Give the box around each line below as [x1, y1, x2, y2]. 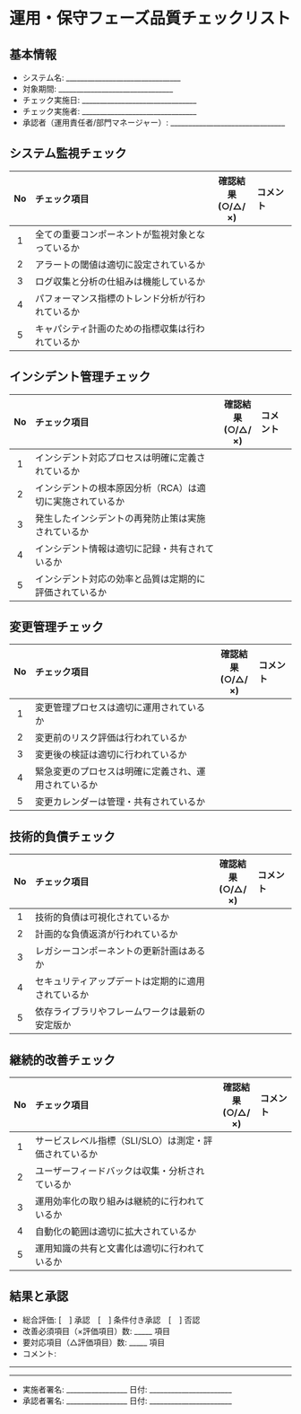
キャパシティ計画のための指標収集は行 [35, 322, 197, 335]
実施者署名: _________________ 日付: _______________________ [21, 1383, 233, 1394]
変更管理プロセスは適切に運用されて [35, 701, 188, 714]
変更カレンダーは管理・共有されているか [35, 795, 206, 808]
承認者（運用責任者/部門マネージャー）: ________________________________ [21, 118, 286, 127]
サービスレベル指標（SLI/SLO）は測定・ [35, 1135, 204, 1147]
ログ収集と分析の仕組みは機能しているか [35, 275, 206, 287]
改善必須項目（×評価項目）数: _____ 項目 [21, 1325, 170, 1336]
